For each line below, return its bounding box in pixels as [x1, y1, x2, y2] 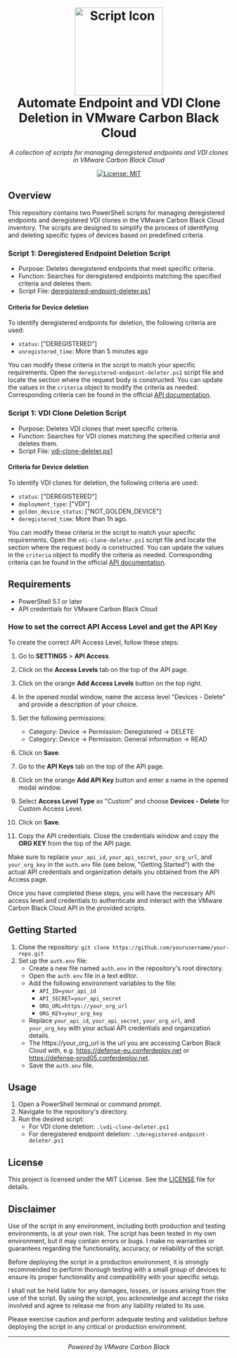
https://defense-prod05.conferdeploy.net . [28, 1053, 150, 1062]
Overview [8, 190, 52, 202]
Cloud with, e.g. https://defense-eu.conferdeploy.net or [28, 1046, 190, 1055]
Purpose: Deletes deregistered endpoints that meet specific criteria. [18, 265, 215, 273]
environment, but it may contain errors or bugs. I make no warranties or [8, 1237, 215, 1245]
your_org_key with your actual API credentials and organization [28, 1024, 210, 1032]
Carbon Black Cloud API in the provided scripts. [8, 903, 146, 912]
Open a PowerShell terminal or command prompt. [18, 1100, 162, 1108]
